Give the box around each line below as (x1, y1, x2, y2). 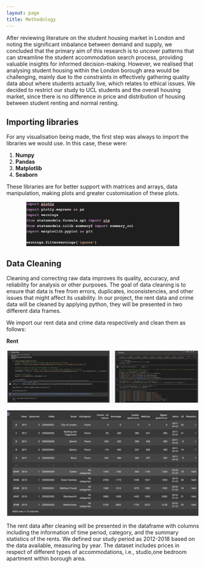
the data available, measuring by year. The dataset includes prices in (6, 542, 180, 549)
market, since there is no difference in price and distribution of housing (6, 93, 185, 100)
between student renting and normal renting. (6, 99, 119, 107)
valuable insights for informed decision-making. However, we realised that (6, 60, 194, 67)
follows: (6, 326, 26, 333)
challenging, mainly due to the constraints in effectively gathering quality (6, 73, 190, 80)
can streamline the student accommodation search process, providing (6, 53, 184, 61)
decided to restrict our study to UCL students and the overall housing (6, 86, 181, 93)
